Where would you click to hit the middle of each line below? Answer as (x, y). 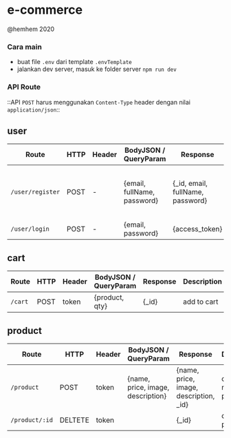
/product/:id (32, 420)
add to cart (201, 302)
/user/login (30, 229)
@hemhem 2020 (31, 29)
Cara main (25, 47)
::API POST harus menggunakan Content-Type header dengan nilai (99, 102)
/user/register (35, 192)
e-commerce (45, 10)
